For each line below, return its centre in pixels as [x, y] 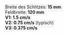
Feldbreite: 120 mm [25, 12]
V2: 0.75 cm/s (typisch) [30, 23]
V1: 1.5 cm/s [18, 17]
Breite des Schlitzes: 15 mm [33, 7]
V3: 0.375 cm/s [21, 28]
